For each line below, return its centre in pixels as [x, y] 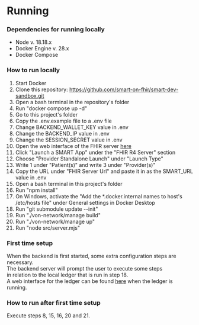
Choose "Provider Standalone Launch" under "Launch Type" [89, 159]
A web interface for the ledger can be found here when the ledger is [90, 281]
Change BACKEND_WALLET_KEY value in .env [72, 127]
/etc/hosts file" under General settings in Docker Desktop [85, 202]
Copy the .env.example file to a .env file [63, 121]
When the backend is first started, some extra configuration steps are [92, 256]
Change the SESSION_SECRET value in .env [69, 140]
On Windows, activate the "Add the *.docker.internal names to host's [99, 196]
